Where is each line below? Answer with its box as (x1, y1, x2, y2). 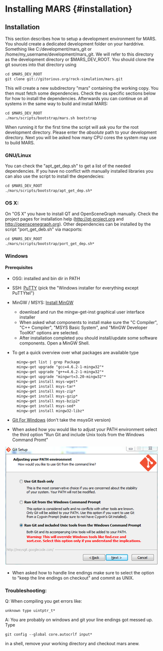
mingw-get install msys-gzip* (17, 394, 78, 399)
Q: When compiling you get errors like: (5, 598, 82, 604)
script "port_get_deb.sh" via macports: (5, 226, 83, 232)
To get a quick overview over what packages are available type (12, 349, 139, 355)
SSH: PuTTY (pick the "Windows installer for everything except (12, 285, 139, 291)
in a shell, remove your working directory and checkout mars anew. (5, 641, 140, 647)
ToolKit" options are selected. (19, 329, 79, 335)
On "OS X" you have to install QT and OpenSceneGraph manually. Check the (5, 211, 159, 217)
